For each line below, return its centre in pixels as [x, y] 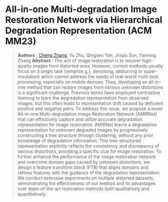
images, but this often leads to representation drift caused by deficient [90, 103]
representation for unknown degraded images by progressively [82, 130]
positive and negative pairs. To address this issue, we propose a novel [90, 109]
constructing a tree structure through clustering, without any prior [86, 135]
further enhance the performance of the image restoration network [87, 156]
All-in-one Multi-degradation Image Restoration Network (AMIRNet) [87, 114]
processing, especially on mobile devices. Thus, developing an [82, 82]
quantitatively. [32, 194]
